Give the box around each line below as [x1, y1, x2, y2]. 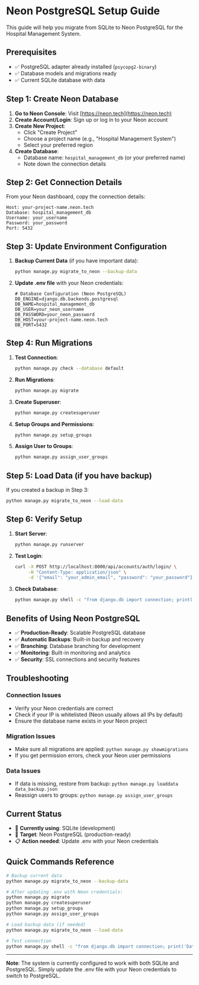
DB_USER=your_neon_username [14, 307, 84, 313]
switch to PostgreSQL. [6, 972, 61, 980]
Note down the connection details [23, 160, 107, 167]
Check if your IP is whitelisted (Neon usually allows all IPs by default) [14, 711, 183, 718]
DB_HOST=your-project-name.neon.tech [14, 317, 108, 323]
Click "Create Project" [23, 129, 78, 136]
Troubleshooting [6, 673, 69, 684]
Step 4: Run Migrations [6, 338, 93, 348]
